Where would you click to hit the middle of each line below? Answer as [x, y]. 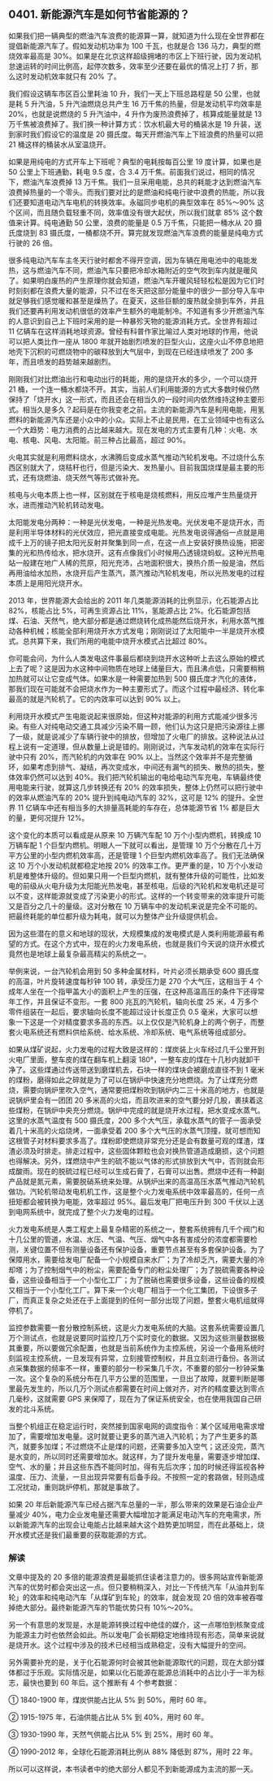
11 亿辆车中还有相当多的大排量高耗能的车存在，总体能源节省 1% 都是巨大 [139, 808]
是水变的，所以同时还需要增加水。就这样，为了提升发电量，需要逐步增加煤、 [136, 1456]
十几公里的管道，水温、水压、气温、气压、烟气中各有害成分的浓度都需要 [129, 1239]
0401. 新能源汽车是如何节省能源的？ [99, 15]
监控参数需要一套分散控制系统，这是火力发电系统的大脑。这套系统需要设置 [133, 1328]
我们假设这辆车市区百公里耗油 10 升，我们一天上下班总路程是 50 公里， [127, 93]
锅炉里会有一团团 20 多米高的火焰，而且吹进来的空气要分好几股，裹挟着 [136, 1100]
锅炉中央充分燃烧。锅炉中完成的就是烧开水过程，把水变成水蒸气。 [154, 1110]
